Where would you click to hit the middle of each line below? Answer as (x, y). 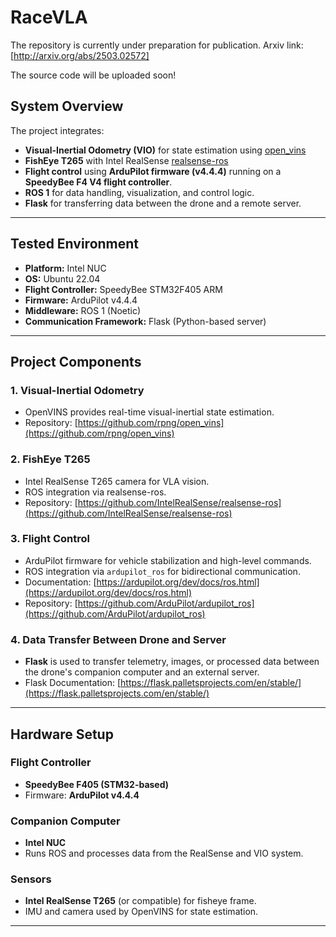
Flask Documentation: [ (73, 683)
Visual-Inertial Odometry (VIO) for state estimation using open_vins (165, 150)
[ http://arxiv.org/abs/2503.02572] (80, 55)
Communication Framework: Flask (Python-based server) (145, 321)
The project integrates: (57, 130)
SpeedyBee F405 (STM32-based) (97, 784)
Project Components (76, 361)
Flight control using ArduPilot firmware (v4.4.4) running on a (153, 171)
